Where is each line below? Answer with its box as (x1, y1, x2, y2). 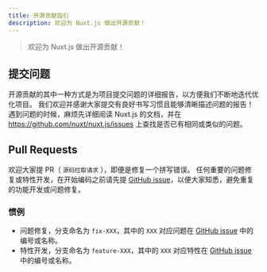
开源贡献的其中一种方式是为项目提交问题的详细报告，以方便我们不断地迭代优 (8, 90, 259, 99)
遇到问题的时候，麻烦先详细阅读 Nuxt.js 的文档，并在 (8, 109, 182, 119)
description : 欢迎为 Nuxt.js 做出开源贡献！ (8, 19, 146, 27)
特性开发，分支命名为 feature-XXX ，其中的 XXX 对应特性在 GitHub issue (19, 246, 252, 255)
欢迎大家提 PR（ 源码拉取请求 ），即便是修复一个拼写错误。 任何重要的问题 (8, 165, 246, 174)
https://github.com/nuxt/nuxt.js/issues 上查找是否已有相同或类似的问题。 (8, 120, 247, 129)
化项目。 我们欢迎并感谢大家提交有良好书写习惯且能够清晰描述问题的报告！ (8, 100, 254, 109)
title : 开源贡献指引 (8, 11, 69, 20)
